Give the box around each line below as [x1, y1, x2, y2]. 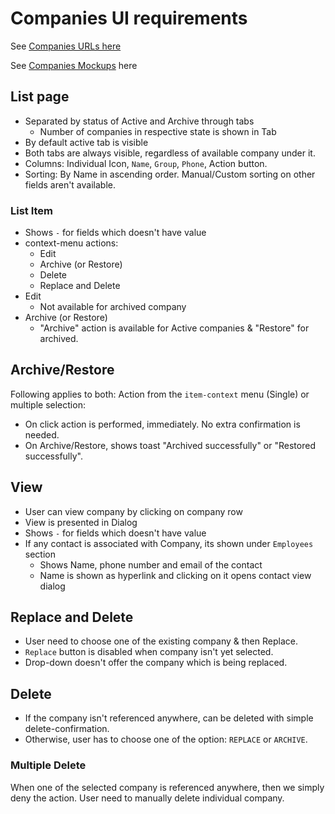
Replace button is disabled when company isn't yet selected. [24, 646, 274, 658]
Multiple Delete [10, 758, 87, 772]
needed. [24, 428, 60, 441]
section [24, 548, 56, 560]
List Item [10, 203, 54, 217]
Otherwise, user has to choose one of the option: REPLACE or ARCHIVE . [24, 733, 308, 746]
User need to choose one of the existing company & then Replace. [24, 635, 298, 647]
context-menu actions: [24, 237, 119, 249]
